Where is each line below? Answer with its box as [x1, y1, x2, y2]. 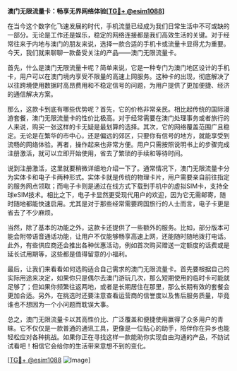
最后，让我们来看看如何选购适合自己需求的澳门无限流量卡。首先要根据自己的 [7, 265, 230, 273]
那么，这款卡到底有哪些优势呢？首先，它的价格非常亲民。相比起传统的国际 [7, 105, 224, 113]
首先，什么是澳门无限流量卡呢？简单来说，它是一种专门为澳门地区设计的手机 [7, 64, 230, 71]
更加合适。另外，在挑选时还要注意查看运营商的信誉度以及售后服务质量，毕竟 [7, 291, 230, 300]
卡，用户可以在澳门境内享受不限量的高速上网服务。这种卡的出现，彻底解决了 [7, 72, 230, 81]
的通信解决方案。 [7, 90, 57, 98]
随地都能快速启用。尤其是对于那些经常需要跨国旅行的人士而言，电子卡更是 [13, 199, 230, 208]
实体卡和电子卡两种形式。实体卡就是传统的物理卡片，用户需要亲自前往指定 [13, 173, 230, 181]
